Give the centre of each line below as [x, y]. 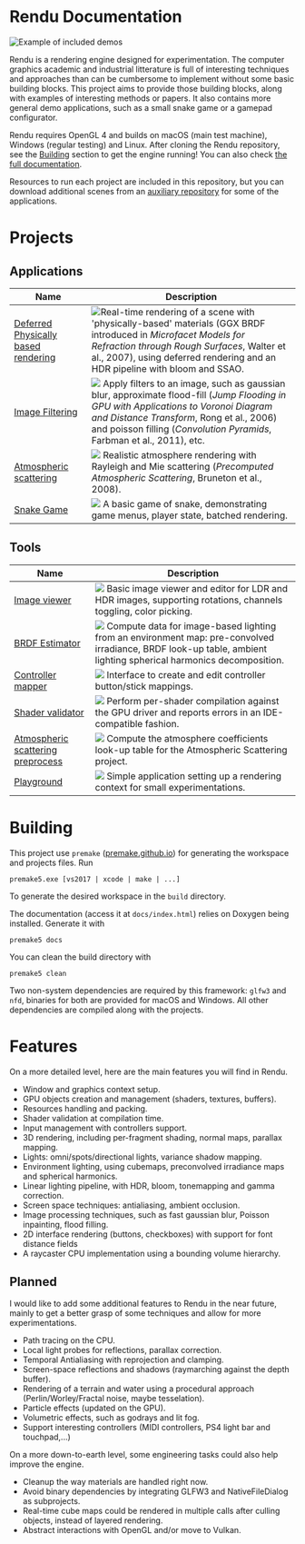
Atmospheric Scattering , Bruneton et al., [177, 477]
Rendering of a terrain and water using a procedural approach [138, 1389]
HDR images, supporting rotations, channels [189, 600]
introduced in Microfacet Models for [168, 334]
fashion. [162, 723]
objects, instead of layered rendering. [93, 1520]
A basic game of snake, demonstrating [185, 503]
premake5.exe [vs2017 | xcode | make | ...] [95, 879]
